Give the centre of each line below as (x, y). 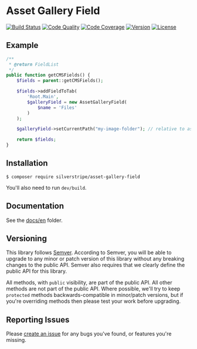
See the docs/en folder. (34, 220)
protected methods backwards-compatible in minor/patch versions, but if (95, 295)
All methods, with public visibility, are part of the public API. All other (89, 283)
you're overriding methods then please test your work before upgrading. (94, 301)
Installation (27, 163)
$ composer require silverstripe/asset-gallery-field (73, 177)
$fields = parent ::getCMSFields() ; (60, 81)
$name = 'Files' (57, 107)
